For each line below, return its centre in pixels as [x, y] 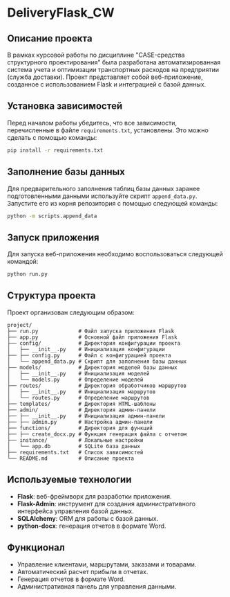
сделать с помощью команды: [52, 137]
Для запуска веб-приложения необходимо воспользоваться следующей [115, 254]
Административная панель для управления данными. [97, 586]
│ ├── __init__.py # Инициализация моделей [78, 373]
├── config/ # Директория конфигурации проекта [94, 343]
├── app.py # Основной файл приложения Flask [92, 337]
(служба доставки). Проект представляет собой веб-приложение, [105, 77]
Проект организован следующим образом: [71, 312]
